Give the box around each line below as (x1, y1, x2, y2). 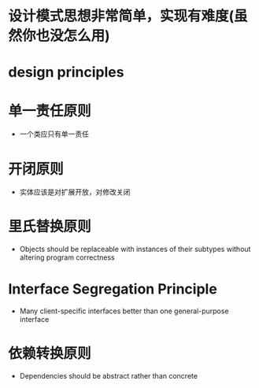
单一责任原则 (8, 102, 92, 120)
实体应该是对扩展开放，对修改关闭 (19, 187, 131, 197)
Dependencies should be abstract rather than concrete (19, 371, 198, 381)
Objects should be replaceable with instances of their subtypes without (19, 245, 251, 254)
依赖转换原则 (8, 345, 92, 363)
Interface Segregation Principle (8, 280, 218, 298)
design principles (8, 64, 124, 81)
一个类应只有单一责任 (19, 129, 89, 139)
